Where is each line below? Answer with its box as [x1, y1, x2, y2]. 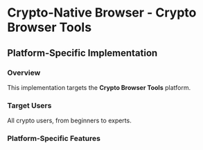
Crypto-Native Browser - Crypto [7, 5, 197, 21]
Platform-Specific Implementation [7, 47, 158, 59]
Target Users [7, 100, 52, 110]
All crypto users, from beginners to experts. [7, 116, 132, 125]
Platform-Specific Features [7, 133, 100, 143]
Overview [7, 68, 41, 77]
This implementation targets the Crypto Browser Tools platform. [7, 83, 191, 91]
